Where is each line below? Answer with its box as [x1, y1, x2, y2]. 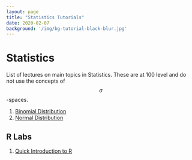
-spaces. [6, 96, 28, 104]
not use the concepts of [6, 77, 65, 84]
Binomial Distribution [14, 108, 67, 115]
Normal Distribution [14, 114, 64, 122]
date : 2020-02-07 [6, 20, 50, 26]
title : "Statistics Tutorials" [6, 14, 85, 20]
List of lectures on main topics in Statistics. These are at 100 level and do [6, 71, 187, 79]
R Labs [6, 131, 32, 141]
